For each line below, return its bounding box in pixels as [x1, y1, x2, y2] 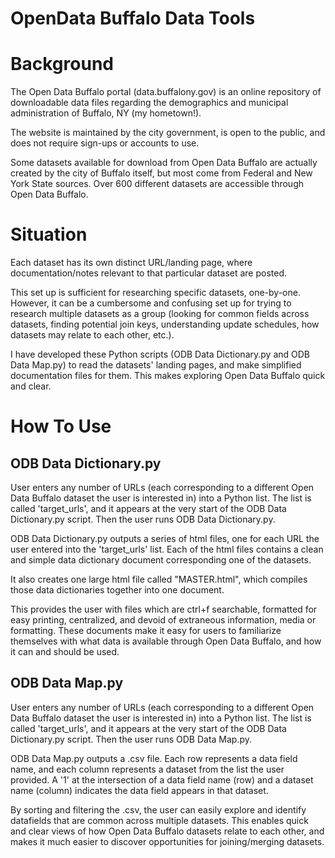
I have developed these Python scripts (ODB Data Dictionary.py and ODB [10, 348, 310, 361]
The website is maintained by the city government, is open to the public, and [10, 127, 326, 139]
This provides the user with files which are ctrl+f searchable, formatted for [10, 603, 318, 616]
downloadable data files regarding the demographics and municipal [10, 97, 289, 109]
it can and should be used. [10, 646, 120, 658]
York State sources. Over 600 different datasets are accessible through [10, 178, 305, 190]
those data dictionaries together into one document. [10, 584, 225, 596]
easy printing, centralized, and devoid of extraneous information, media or [10, 614, 317, 626]
